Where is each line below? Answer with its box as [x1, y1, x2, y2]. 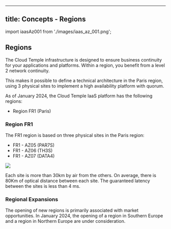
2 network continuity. [5, 67, 50, 74]
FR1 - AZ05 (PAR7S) [12, 142, 55, 148]
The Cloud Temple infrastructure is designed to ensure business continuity [5, 56, 162, 63]
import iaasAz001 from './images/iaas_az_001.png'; [5, 28, 111, 35]
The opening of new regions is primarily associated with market [5, 207, 139, 214]
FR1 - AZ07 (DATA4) [12, 153, 55, 159]
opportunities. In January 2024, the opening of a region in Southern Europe [5, 213, 163, 219]
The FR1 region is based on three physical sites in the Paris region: [5, 132, 145, 138]
